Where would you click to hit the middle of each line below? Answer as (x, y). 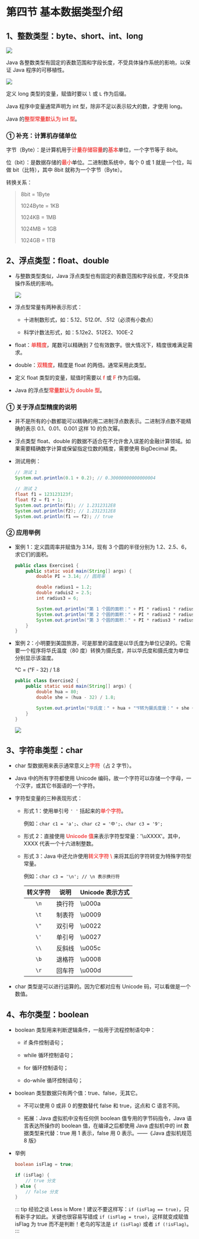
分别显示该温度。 (36, 658)
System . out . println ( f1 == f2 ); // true (64, 516)
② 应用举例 (23, 533)
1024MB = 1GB (38, 229)
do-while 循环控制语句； (53, 1080)
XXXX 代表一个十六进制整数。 (60, 843)
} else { (25, 1186)
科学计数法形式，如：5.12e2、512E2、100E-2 (78, 333)
